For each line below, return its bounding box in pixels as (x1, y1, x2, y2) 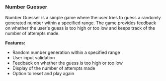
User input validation (12, 55, 55, 61)
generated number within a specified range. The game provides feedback (5, 20, 157, 26)
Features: (5, 40, 26, 46)
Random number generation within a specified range (12, 49, 120, 55)
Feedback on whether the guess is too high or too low (12, 60, 123, 66)
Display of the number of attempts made (12, 65, 95, 71)
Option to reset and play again (12, 71, 75, 77)
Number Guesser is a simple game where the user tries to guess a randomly (5, 15, 161, 21)
